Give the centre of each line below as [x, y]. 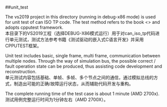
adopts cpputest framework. [34, 27]
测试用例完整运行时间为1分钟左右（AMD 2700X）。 [57, 100]
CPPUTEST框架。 [23, 46]
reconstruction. [21, 71]
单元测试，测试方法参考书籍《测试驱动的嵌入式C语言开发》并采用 [77, 40]
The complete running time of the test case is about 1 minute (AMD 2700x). [82, 94]
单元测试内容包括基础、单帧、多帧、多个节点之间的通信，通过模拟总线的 [79, 77]
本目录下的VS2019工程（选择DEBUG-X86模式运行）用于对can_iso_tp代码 [80, 33]
